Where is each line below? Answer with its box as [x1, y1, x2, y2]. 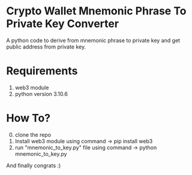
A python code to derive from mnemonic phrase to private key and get [6, 37, 181, 44]
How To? [6, 111, 51, 125]
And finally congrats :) [6, 162, 61, 169]
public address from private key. [6, 43, 86, 50]
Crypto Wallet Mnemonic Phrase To [6, 4, 187, 18]
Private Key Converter [6, 17, 119, 31]
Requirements [6, 64, 78, 78]
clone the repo [14, 131, 52, 138]
